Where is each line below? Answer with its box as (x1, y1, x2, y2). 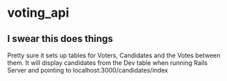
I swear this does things (7, 33, 113, 45)
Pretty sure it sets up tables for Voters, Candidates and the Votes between (7, 51, 221, 59)
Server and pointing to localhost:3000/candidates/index (7, 66, 168, 74)
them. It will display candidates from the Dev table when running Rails (7, 59, 208, 67)
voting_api (7, 5, 70, 21)
